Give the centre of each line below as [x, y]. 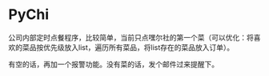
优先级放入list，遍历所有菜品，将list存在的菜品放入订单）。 [139, 47]
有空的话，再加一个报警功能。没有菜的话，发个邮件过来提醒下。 [113, 64]
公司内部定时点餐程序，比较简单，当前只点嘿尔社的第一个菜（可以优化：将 [131, 37]
